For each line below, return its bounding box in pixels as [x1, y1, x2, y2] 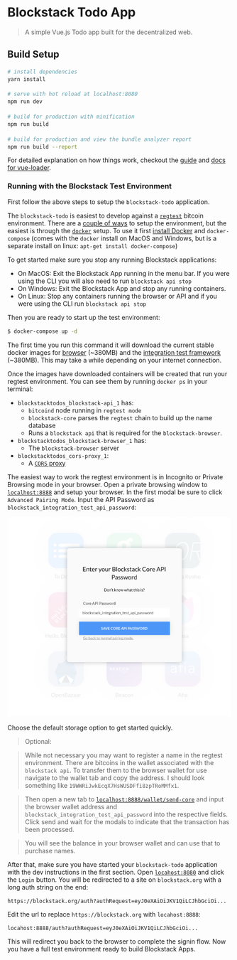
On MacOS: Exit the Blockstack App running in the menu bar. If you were [17, 269, 231, 277]
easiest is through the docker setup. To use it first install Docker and [7, 226, 206, 235]
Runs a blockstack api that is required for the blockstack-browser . [28, 428, 222, 437]
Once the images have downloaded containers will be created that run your [7, 369, 228, 378]
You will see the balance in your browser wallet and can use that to [24, 839, 221, 848]
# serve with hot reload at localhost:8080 [7, 90, 138, 98]
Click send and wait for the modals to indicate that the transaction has [24, 818, 230, 826]
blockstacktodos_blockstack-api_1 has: [17, 398, 134, 407]
